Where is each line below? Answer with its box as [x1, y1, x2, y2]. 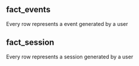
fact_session [6, 38, 54, 48]
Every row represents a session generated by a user [6, 53, 134, 60]
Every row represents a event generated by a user [6, 20, 128, 27]
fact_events [6, 5, 51, 15]
